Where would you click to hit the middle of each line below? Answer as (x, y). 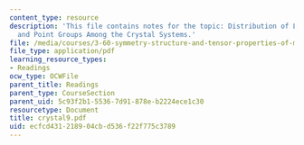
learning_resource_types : (58, 59)
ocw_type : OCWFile (44, 77)
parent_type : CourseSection (62, 93)
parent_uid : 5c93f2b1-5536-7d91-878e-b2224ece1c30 (107, 101)
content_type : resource (54, 18)
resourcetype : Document (54, 110)
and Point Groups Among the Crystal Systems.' (107, 34)
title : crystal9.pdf (48, 118)
